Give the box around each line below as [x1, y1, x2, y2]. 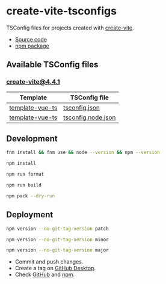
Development [6, 134, 58, 144]
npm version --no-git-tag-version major [6, 247, 109, 253]
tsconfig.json [63, 103, 100, 112]
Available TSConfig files [6, 60, 99, 70]
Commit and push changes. [14, 258, 84, 265]
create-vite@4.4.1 [6, 78, 60, 86]
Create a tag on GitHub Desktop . [14, 265, 96, 272]
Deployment [6, 209, 54, 220]
